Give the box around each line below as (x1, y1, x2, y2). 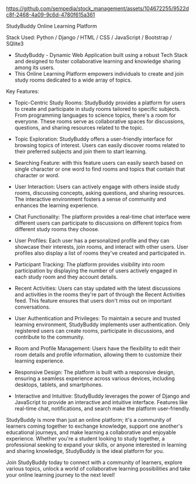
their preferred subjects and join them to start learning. (14, 148, 147, 155)
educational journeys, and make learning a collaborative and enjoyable (6, 429, 177, 436)
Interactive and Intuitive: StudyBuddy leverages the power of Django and (14, 392, 190, 400)
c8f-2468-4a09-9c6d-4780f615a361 (6, 11, 95, 18)
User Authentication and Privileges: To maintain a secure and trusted (14, 315, 181, 321)
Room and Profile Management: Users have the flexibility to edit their (14, 345, 181, 351)
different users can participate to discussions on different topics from (14, 219, 183, 226)
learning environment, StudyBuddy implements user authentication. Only (14, 321, 190, 328)
